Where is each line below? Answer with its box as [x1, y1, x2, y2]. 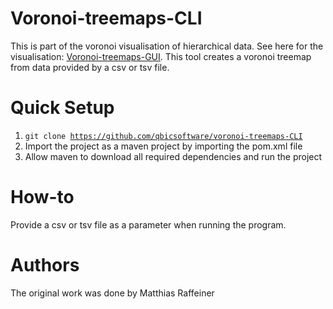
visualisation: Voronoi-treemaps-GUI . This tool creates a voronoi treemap [10, 50, 312, 62]
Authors [10, 254, 80, 276]
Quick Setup [10, 97, 115, 119]
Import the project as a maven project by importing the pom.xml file [24, 140, 303, 152]
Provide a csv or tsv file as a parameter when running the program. [10, 218, 287, 231]
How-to [10, 186, 75, 209]
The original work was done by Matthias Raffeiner [10, 287, 215, 299]
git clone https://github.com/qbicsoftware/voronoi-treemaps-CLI [24, 131, 303, 141]
